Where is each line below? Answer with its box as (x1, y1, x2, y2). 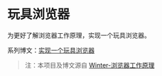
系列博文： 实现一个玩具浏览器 (7, 46, 94, 54)
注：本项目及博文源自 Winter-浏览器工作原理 (24, 61, 155, 69)
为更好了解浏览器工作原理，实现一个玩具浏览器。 (7, 31, 151, 39)
